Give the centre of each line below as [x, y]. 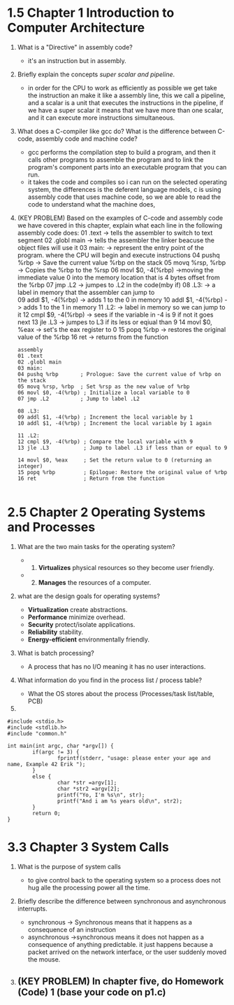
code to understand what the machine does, [92, 204]
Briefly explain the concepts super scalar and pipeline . [96, 74]
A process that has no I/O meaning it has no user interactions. [117, 666]
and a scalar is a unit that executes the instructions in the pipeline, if [125, 102]
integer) [30, 466]
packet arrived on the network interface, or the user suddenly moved [127, 952]
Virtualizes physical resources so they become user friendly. [126, 567]
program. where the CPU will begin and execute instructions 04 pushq [118, 255]
